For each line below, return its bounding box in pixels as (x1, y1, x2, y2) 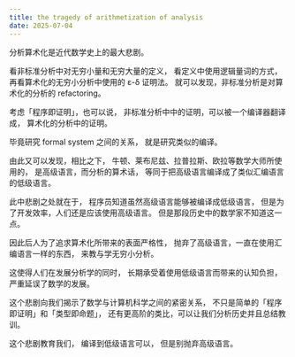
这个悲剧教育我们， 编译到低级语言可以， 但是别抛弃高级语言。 (9, 338, 238, 348)
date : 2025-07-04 (9, 21, 73, 30)
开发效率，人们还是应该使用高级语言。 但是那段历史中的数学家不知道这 (16, 207, 275, 218)
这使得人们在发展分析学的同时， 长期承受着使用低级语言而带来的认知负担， (9, 267, 283, 277)
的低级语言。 (9, 177, 56, 188)
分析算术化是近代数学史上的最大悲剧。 (9, 46, 148, 58)
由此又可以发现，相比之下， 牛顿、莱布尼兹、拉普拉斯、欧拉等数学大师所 (9, 155, 275, 166)
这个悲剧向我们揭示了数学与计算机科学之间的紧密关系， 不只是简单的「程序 (9, 297, 283, 307)
